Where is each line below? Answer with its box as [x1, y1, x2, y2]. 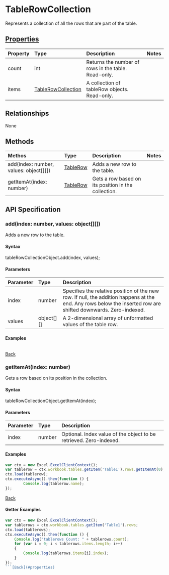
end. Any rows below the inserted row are [62, 300, 161, 307]
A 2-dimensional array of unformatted [62, 315, 153, 322]
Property [8, 50, 30, 57]
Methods [5, 137, 34, 146]
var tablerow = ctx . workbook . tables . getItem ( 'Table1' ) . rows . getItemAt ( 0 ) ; [5, 467, 165, 472]
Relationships [5, 109, 49, 118]
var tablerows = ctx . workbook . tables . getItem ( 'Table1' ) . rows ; [5, 522, 138, 527]
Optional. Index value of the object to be [61, 431, 156, 438]
